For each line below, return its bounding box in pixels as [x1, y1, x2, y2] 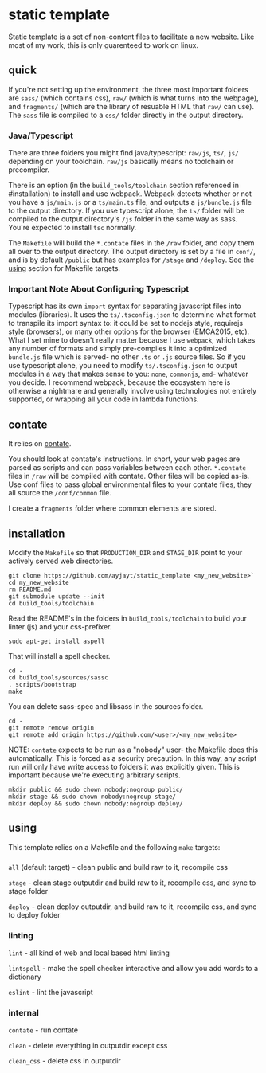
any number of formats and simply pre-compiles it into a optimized [8, 344, 227, 354]
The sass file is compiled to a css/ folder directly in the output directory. [8, 110, 244, 119]
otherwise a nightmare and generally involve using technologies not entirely [8, 386, 257, 396]
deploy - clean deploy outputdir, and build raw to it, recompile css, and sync [8, 902, 257, 911]
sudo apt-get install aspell [8, 637, 105, 645]
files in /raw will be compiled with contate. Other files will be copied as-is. [8, 472, 250, 481]
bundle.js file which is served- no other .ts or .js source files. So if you [8, 352, 246, 362]
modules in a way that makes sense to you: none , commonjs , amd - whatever [8, 369, 248, 379]
